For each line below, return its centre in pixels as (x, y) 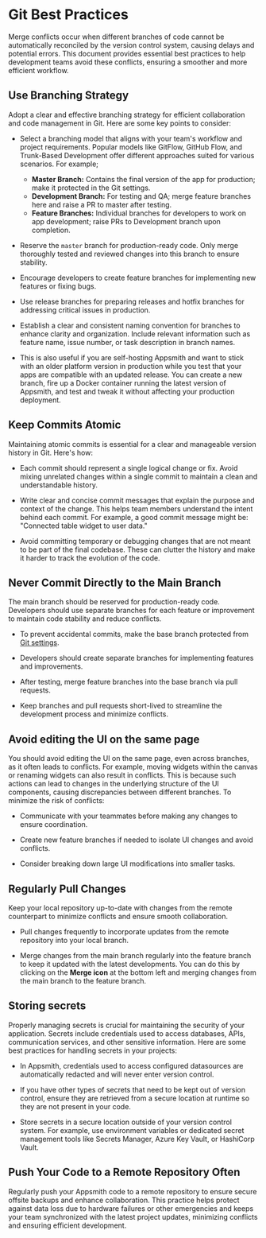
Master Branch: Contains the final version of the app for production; (143, 179)
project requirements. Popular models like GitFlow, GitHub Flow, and (131, 147)
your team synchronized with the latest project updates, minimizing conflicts (133, 1217)
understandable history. (58, 485)
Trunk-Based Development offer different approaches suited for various (137, 155)
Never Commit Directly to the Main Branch (115, 582)
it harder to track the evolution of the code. (90, 557)
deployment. (40, 400)
